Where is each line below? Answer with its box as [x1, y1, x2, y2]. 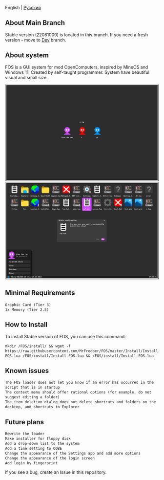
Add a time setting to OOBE [5, 446, 62, 451]
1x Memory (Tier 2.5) [5, 307, 49, 312]
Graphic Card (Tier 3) [5, 302, 51, 307]
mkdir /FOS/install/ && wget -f [5, 344, 71, 349]
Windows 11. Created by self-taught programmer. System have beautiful [5, 69, 150, 75]
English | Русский [5, 5, 41, 10]
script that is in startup [5, 385, 60, 390]
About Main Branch [5, 19, 65, 27]
